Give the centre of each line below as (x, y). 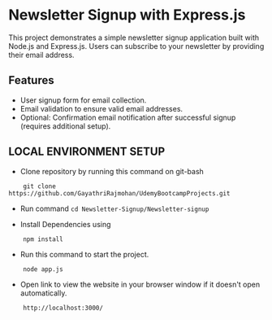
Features (31, 80)
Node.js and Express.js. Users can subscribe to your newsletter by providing (136, 46)
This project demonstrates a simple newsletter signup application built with (134, 37)
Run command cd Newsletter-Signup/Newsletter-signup (114, 208)
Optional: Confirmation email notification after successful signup (128, 117)
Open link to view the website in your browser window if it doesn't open (140, 284)
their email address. (41, 55)
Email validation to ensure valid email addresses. (101, 108)
